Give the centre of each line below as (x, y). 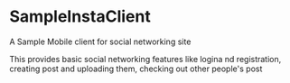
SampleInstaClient (80, 17)
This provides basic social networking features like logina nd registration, (145, 59)
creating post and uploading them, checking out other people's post (136, 69)
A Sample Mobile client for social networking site (100, 41)
